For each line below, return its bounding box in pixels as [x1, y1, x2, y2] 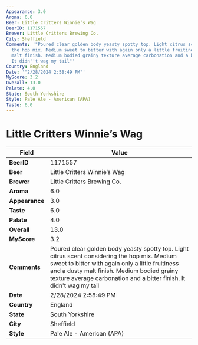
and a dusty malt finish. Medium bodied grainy [49, 267, 179, 275]
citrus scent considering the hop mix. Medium [49, 252, 177, 260]
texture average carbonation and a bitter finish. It [49, 274, 186, 282]
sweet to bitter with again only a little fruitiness [49, 259, 179, 268]
